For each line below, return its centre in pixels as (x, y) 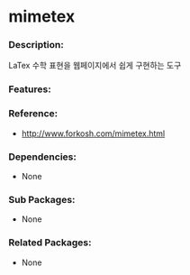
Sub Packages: (42, 199)
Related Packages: (50, 243)
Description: (36, 45)
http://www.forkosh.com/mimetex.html (93, 133)
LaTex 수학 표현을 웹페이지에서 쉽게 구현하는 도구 (95, 66)
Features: (30, 89)
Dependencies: (43, 157)
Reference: (33, 114)
